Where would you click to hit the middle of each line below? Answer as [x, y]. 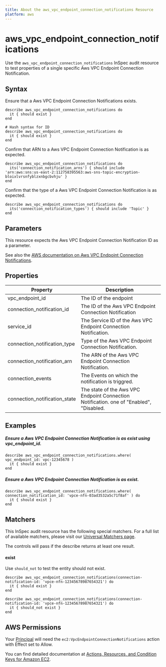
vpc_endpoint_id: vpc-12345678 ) [40, 460]
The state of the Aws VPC [110, 390]
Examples [21, 426]
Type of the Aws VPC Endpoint [116, 341]
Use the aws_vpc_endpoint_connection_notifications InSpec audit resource [82, 63]
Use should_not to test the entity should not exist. [56, 569]
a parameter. [18, 246]
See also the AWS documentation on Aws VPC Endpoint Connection [74, 255]
